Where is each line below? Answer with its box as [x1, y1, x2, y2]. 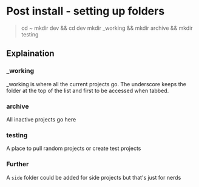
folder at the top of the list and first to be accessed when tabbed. [6, 87, 169, 94]
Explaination [6, 49, 55, 59]
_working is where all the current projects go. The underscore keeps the [6, 80, 187, 87]
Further [6, 160, 29, 168]
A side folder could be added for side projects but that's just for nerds [6, 174, 181, 181]
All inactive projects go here [6, 115, 76, 123]
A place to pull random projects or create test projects [6, 144, 141, 152]
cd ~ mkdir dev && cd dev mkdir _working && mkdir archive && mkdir [21, 24, 193, 32]
